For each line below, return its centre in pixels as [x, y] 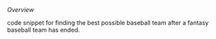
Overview [21, 10]
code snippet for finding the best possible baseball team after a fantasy [108, 23]
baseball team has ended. [44, 30]
